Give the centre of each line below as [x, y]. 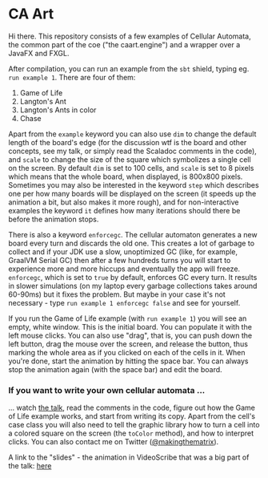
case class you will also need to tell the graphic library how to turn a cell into [134, 425]
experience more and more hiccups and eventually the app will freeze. [124, 269]
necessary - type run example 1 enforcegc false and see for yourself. [124, 302]
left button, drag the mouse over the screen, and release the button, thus [128, 344]
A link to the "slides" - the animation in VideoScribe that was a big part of [129, 457]
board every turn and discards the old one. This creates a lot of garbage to [131, 243]
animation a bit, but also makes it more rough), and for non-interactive [124, 202]
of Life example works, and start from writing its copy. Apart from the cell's [132, 416]
